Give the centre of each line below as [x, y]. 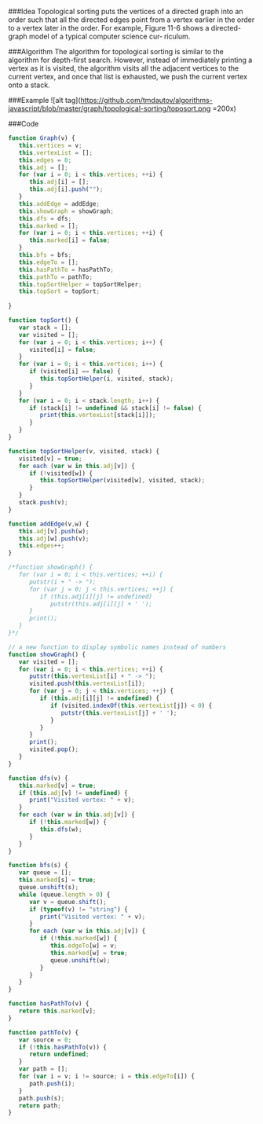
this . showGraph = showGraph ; [66, 211]
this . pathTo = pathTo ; [55, 277]
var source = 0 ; [45, 1040]
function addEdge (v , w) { [49, 524]
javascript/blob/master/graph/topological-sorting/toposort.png [110, 108]
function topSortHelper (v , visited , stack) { [84, 451]
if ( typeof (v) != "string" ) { [78, 909]
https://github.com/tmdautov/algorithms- [147, 100]
